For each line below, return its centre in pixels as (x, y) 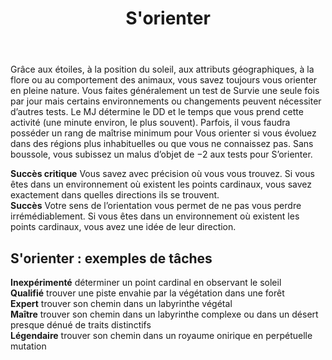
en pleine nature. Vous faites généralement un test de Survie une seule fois (165, 91)
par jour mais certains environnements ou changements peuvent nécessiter (166, 101)
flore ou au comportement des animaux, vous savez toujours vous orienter (164, 80)
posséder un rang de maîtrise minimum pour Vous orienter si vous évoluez (163, 133)
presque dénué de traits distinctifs (81, 325)
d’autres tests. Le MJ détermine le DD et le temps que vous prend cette (157, 112)
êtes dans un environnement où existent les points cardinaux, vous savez (161, 184)
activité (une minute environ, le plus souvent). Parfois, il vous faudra (150, 123)
